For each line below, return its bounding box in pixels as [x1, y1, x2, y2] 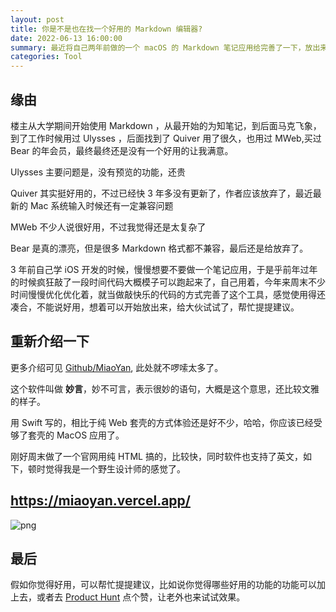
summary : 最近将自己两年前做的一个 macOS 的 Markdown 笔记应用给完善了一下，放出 [10, 42, 321, 53]
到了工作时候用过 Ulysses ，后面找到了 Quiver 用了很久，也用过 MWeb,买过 [10, 132, 322, 144]
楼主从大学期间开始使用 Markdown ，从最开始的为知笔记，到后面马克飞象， [10, 119, 322, 131]
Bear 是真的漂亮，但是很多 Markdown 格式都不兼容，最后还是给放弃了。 [10, 242, 309, 254]
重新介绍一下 [10, 333, 90, 350]
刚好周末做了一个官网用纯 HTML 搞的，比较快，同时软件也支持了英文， [10, 450, 303, 462]
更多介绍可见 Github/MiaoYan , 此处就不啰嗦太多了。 [10, 361, 224, 373]
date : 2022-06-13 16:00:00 [10, 33, 123, 43]
